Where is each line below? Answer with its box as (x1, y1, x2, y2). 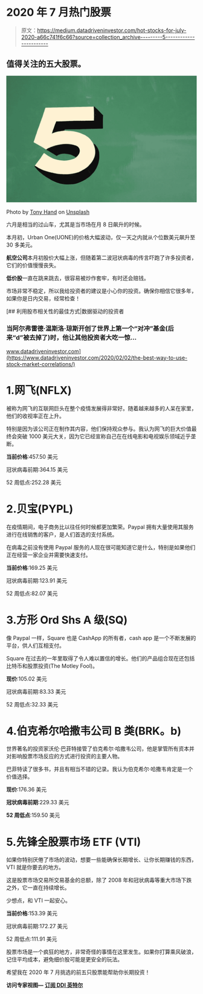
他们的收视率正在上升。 (6, 412, 65, 419)
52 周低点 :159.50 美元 (6, 812, 60, 819)
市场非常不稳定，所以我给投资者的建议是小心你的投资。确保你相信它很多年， (6, 288, 197, 295)
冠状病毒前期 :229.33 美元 (6, 799, 69, 806)
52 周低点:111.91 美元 (6, 935, 57, 943)
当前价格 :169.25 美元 (6, 564, 58, 571)
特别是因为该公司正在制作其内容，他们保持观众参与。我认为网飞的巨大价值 (6, 425, 192, 432)
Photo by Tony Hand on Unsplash (6, 208, 89, 216)
